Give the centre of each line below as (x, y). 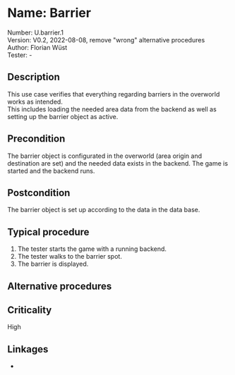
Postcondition (39, 193)
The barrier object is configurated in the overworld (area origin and (105, 156)
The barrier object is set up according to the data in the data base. (104, 210)
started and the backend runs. (51, 171)
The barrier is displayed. (53, 264)
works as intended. (35, 102)
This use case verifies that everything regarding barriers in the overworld (114, 94)
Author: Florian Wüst (37, 47)
